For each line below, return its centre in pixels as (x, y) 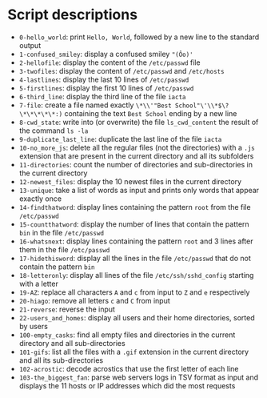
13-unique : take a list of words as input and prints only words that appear (139, 190)
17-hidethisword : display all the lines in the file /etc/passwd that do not (135, 258)
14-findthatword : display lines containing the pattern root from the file (135, 207)
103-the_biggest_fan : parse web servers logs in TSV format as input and (139, 377)
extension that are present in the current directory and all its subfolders (136, 156)
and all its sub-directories (61, 360)
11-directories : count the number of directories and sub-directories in (136, 164)
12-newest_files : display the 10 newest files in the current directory (130, 181)
